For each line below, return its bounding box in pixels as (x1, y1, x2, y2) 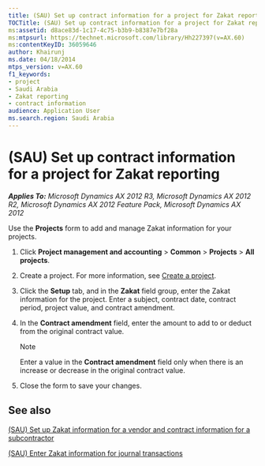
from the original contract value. (19, 326, 125, 336)
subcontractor (8, 433, 54, 442)
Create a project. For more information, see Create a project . (19, 270, 217, 280)
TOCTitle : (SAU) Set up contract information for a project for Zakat (8, 19, 245, 27)
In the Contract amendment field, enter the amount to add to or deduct (19, 318, 252, 328)
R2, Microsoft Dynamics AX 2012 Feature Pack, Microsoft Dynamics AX (8, 199, 241, 209)
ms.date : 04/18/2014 (8, 56, 77, 64)
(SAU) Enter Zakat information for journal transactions (8, 448, 183, 458)
